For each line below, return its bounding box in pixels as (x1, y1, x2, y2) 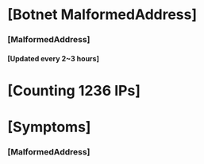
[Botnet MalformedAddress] (7, 6, 198, 24)
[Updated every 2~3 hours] (7, 53, 100, 63)
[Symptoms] (7, 118, 91, 136)
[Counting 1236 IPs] (7, 81, 140, 100)
